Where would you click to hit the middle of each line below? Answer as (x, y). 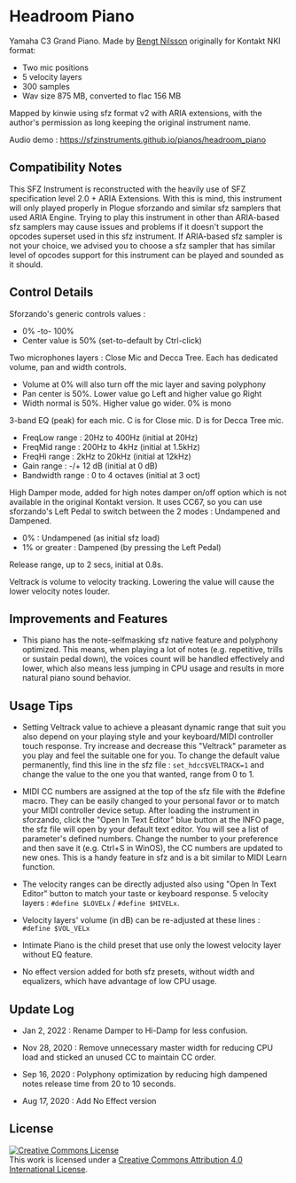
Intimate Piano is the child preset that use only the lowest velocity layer (152, 945)
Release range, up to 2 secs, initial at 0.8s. (86, 564)
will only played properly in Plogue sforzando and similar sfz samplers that (145, 208)
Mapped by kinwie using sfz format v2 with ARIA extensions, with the (136, 113)
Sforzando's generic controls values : (78, 313)
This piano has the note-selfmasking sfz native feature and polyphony (150, 640)
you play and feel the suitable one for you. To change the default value (151, 755)
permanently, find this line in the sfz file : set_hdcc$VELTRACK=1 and (143, 765)
